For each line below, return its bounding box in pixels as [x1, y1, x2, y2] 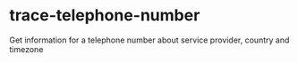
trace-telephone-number [9, 5, 200, 26]
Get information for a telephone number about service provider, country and [9, 35, 290, 45]
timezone [9, 43, 44, 54]
